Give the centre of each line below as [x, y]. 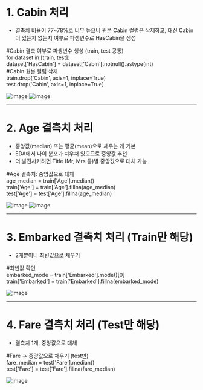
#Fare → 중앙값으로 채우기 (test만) [47, 356]
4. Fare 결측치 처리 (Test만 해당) [83, 325]
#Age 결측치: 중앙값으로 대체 [40, 174]
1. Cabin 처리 [37, 12]
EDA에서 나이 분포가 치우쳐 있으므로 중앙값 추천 [71, 153]
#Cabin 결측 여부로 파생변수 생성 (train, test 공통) [65, 50]
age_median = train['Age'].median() [50, 180]
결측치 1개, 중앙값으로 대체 [46, 343]
